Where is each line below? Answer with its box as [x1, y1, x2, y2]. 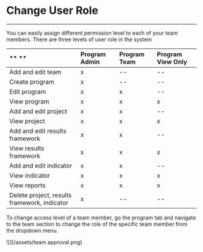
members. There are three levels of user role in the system [6, 36, 152, 43]
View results [9, 144, 44, 152]
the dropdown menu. [6, 227, 59, 234]
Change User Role [6, 4, 98, 18]
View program [9, 97, 50, 106]
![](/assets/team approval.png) [6, 238, 83, 245]
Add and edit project [9, 107, 68, 115]
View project [9, 117, 45, 125]
